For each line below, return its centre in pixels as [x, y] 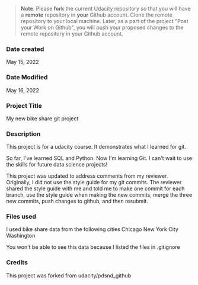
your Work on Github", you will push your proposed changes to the [102, 27]
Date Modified [27, 78]
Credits [17, 262]
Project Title [24, 105]
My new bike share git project [42, 119]
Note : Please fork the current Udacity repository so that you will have [106, 9]
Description [23, 134]
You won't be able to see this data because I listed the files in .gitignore [93, 247]
